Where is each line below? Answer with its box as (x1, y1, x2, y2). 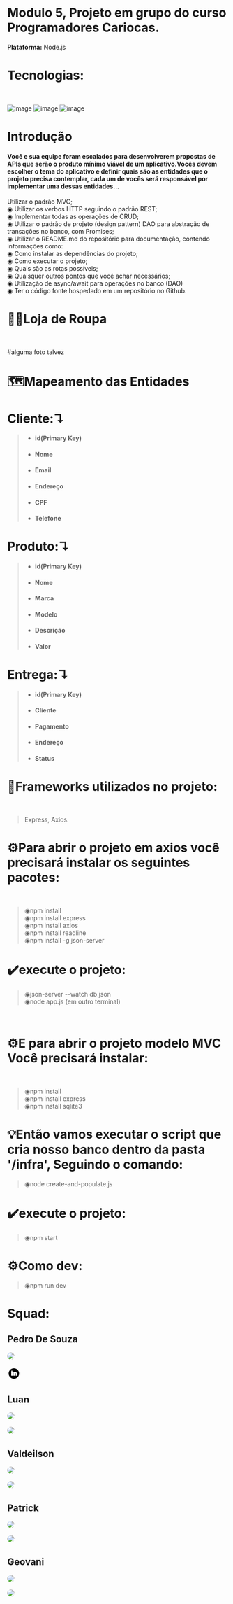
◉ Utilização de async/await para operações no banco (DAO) (7, 279, 183, 288)
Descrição (34, 626, 66, 635)
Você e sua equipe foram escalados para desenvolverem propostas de (7, 152, 216, 160)
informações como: (7, 242, 63, 251)
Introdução (7, 129, 73, 145)
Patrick (7, 1502, 40, 1514)
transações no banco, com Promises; (7, 227, 114, 236)
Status (34, 754, 54, 763)
